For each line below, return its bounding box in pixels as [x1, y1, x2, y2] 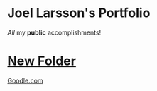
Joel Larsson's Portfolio [7, 5, 151, 21]
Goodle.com [7, 76, 44, 85]
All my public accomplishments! [7, 28, 102, 37]
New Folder [7, 53, 77, 69]
